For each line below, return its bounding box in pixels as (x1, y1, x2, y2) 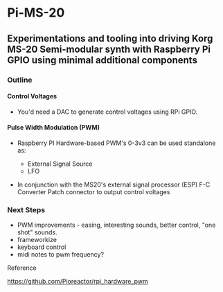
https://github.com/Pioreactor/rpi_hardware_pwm (7, 277, 149, 286)
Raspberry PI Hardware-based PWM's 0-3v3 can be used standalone (17, 139, 216, 147)
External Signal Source (27, 160, 93, 168)
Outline (7, 75, 33, 85)
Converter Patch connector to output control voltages (17, 187, 170, 196)
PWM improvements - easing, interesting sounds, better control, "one (17, 221, 216, 230)
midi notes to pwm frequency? (17, 250, 105, 259)
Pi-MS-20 (7, 5, 65, 21)
